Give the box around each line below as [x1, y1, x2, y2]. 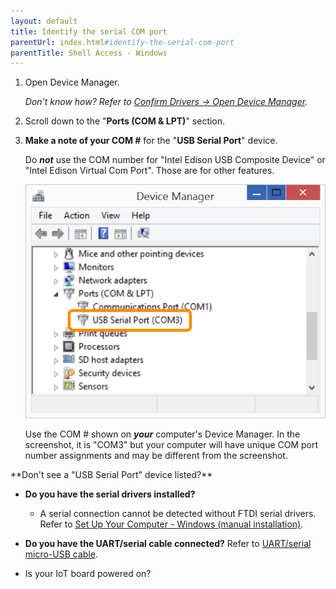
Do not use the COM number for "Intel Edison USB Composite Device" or [24, 154, 326, 166]
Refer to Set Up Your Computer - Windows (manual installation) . [39, 518, 304, 530]
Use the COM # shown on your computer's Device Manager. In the [24, 428, 301, 440]
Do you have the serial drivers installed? [24, 488, 196, 500]
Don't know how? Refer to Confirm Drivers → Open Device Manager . [24, 96, 308, 108]
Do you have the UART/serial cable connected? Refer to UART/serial [24, 538, 312, 550]
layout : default [10, 16, 78, 26]
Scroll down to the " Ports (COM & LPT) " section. [24, 115, 226, 127]
